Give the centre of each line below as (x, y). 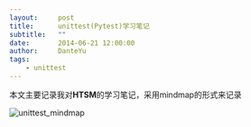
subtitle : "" (38, 34)
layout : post (42, 18)
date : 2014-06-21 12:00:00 (72, 43)
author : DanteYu (48, 51)
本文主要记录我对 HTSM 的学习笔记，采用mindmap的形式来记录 (125, 95)
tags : (19, 59)
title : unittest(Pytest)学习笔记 (80, 26)
